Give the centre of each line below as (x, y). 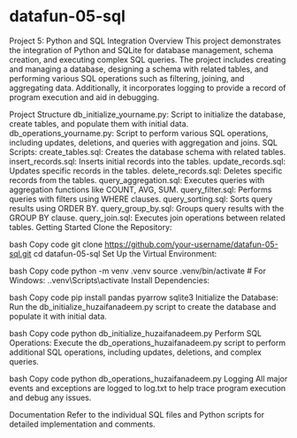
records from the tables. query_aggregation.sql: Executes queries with (137, 180)
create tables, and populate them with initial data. (99, 123)
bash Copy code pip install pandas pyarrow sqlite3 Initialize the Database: (144, 297)
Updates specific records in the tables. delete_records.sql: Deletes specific (146, 171)
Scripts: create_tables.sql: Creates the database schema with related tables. (148, 151)
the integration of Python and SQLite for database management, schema (141, 50)
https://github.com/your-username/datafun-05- (191, 244)
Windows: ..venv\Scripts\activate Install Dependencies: (110, 280)
